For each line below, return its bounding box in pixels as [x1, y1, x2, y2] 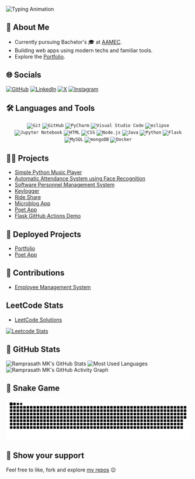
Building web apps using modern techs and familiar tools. [14, 47, 153, 54]
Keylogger [14, 187, 40, 194]
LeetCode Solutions [14, 316, 62, 323]
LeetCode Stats [6, 300, 64, 310]
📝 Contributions [6, 268, 65, 278]
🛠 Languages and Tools [6, 103, 95, 114]
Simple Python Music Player [14, 169, 82, 176]
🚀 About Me [6, 22, 50, 32]
